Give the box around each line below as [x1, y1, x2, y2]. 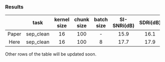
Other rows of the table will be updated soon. [5, 51, 97, 57]
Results [5, 3, 24, 10]
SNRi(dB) [112, 22, 135, 29]
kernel [54, 16, 70, 23]
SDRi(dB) [139, 19, 161, 26]
